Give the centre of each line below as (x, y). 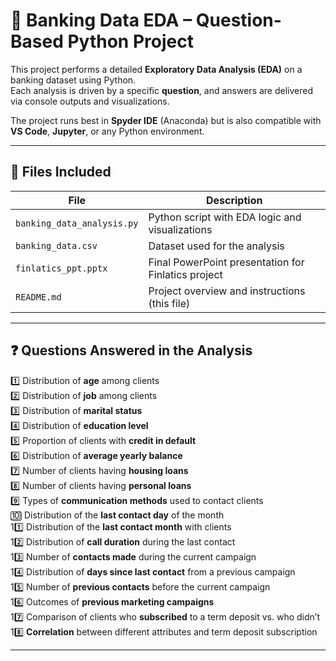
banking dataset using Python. (73, 80)
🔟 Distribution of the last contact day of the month (117, 515)
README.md (38, 297)
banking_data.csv (56, 245)
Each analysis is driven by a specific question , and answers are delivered (162, 90)
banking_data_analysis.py (77, 223)
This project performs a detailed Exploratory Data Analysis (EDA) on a (156, 69)
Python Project (130, 41)
